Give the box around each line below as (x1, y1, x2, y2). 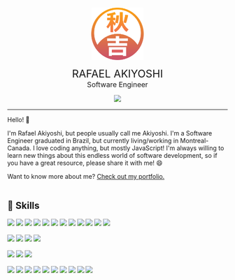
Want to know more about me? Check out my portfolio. (7, 172, 165, 180)
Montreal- (180, 137, 209, 145)
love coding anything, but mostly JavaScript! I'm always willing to (36, 144, 225, 152)
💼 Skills (7, 200, 40, 212)
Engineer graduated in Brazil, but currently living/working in (7, 137, 179, 145)
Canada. (7, 144, 31, 152)
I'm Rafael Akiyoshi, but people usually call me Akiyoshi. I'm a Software (7, 129, 213, 137)
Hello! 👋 (7, 116, 30, 124)
